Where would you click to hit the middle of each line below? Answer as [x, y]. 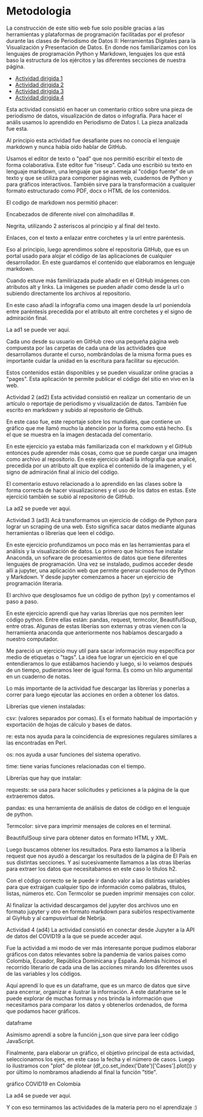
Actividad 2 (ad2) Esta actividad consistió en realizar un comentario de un [98, 397]
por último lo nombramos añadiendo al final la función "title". [82, 1072]
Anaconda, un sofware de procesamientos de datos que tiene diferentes [97, 557]
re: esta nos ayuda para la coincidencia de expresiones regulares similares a [101, 736]
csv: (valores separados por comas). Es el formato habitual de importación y [102, 718]
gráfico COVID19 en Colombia [43, 1084]
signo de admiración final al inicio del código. [63, 472]
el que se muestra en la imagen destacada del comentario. [79, 434]
